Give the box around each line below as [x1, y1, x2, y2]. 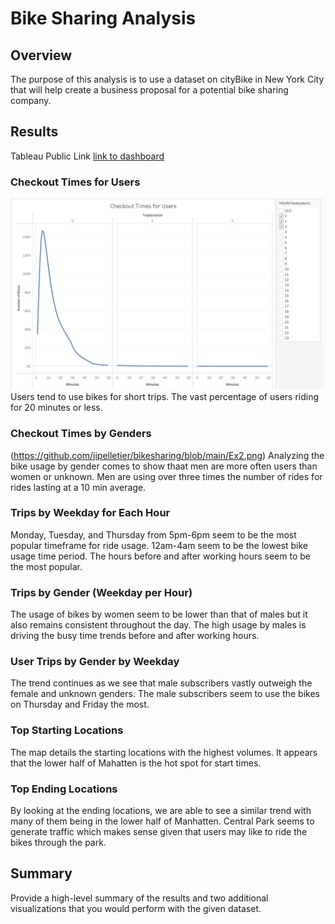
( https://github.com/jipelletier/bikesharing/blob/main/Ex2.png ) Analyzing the [10, 449, 325, 461]
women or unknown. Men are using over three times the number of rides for [10, 470, 323, 482]
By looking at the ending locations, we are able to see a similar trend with [10, 805, 312, 817]
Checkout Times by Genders [10, 427, 152, 441]
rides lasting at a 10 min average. [10, 481, 147, 493]
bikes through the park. [10, 837, 107, 849]
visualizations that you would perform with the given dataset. [10, 902, 262, 914]
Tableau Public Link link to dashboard [10, 150, 165, 162]
